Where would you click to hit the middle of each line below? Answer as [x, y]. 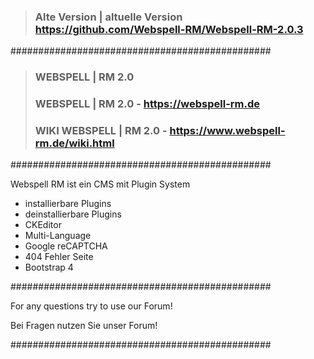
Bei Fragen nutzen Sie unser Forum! [84, 326]
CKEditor [43, 225]
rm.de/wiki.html [74, 143]
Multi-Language [58, 236]
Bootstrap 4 [49, 267]
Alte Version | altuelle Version [108, 17]
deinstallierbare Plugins [73, 214]
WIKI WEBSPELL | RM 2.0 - [101, 131]
